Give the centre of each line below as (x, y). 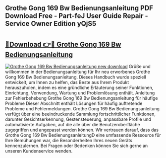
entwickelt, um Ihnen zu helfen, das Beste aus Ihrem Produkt (67, 82)
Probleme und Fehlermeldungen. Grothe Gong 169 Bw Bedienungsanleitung (83, 109)
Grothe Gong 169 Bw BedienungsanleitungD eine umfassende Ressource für (83, 135)
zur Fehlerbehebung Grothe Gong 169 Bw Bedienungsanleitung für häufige (82, 98)
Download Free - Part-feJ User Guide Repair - (77, 16)
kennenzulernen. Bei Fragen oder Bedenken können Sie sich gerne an (77, 146)
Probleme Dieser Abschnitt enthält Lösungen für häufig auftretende (74, 103)
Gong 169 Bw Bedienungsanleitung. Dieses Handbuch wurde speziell (76, 77)
